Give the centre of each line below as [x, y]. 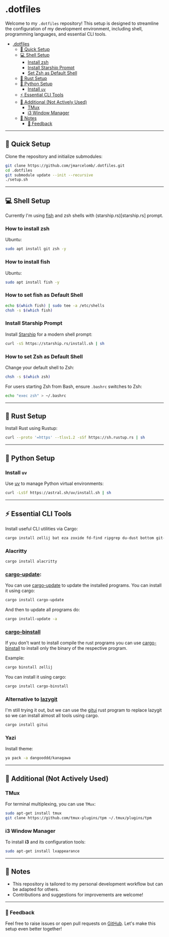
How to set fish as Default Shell [44, 295]
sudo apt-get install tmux [33, 813]
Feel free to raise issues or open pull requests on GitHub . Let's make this [80, 923]
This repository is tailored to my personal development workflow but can [88, 884]
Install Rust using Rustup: [31, 428]
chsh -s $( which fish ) [29, 310]
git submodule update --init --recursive [49, 175]
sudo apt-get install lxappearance [43, 851]
